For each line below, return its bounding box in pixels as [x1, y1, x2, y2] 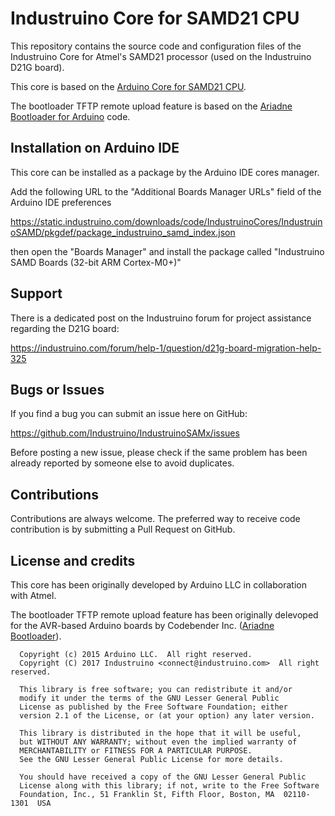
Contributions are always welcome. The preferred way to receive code [10, 513, 301, 525]
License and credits [10, 552, 136, 569]
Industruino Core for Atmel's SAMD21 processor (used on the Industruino [10, 50, 312, 62]
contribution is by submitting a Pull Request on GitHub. [10, 523, 236, 536]
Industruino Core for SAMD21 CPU [10, 7, 300, 30]
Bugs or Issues [10, 381, 105, 398]
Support [10, 285, 63, 302]
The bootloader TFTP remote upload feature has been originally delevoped [10, 609, 319, 621]
